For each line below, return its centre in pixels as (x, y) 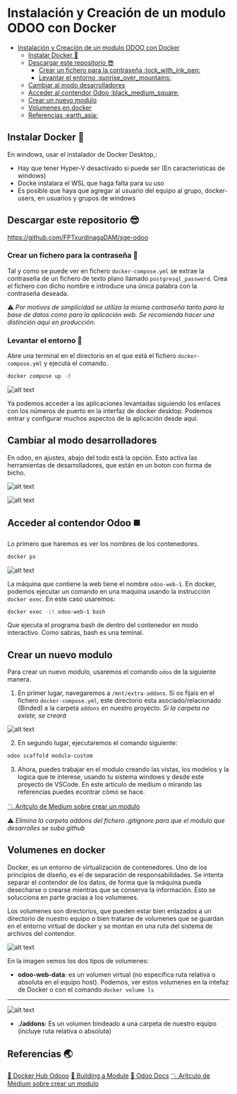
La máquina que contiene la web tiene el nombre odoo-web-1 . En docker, (112, 583)
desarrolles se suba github (46, 828)
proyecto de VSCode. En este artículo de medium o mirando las (110, 785)
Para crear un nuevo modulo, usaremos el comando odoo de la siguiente (112, 672)
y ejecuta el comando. (76, 363)
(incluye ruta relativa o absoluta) (64, 1031)
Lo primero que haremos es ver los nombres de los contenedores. (103, 543)
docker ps (22, 557)
